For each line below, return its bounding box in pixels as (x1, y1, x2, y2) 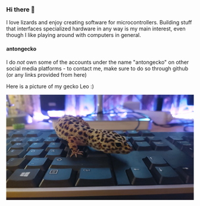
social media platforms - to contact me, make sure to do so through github (6, 65, 189, 72)
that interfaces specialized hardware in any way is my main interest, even (6, 25, 186, 32)
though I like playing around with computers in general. (6, 32, 141, 39)
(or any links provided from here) (6, 71, 87, 78)
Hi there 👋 (6, 5, 36, 14)
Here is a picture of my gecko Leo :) (6, 83, 94, 90)
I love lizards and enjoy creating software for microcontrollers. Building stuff (6, 19, 192, 26)
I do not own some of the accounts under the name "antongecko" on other (6, 58, 189, 65)
